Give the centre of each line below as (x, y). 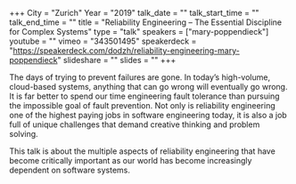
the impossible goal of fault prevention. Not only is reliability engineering (142, 105)
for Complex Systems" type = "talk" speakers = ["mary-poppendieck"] (139, 32)
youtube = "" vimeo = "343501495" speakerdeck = (103, 41)
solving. (24, 134)
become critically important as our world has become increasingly (131, 160)
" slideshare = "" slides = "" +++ (117, 60)
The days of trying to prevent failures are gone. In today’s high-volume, (140, 77)
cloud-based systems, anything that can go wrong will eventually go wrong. (148, 87)
